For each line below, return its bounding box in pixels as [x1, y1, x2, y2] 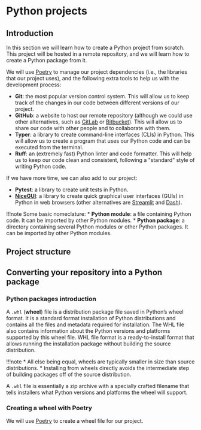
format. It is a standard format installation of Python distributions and [6, 315, 176, 322]
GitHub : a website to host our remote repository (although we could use [14, 112, 193, 119]
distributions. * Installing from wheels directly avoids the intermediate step [6, 365, 190, 372]
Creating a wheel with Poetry [6, 404, 93, 412]
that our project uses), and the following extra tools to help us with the [6, 75, 179, 82]
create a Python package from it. [6, 57, 87, 64]
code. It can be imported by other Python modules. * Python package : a [6, 217, 185, 224]
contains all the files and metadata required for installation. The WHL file [6, 321, 184, 328]
